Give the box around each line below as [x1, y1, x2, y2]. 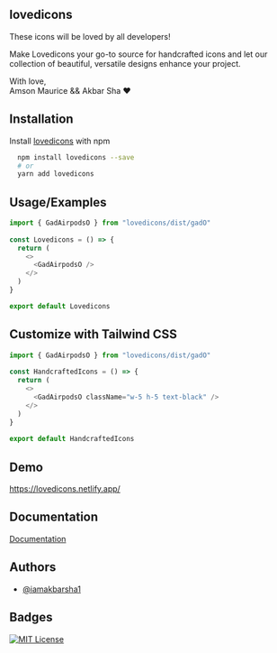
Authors [9, 559, 57, 575]
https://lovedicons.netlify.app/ [9, 483, 121, 494]
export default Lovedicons [9, 301, 111, 310]
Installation [9, 112, 74, 127]
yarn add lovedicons [17, 170, 94, 179]
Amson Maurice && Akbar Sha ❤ [9, 85, 132, 96]
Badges [9, 610, 53, 625]
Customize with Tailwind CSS [9, 326, 177, 342]
